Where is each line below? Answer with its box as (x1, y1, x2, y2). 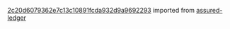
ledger (7, 13, 27, 22)
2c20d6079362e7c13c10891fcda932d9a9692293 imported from (7, 6, 195, 14)
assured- (196, 6, 223, 14)
